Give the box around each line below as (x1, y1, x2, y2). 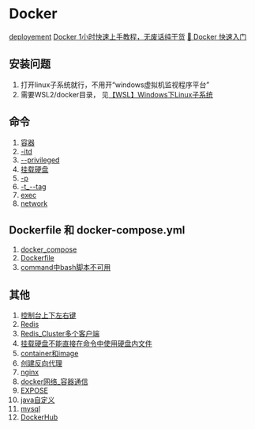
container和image (20, 349, 79, 359)
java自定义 (20, 395, 55, 404)
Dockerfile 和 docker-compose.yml (9, 223, 186, 237)
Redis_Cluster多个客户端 (20, 329, 100, 339)
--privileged (20, 155, 60, 165)
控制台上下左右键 (20, 310, 77, 321)
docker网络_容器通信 (20, 377, 88, 386)
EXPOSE (20, 385, 48, 396)
